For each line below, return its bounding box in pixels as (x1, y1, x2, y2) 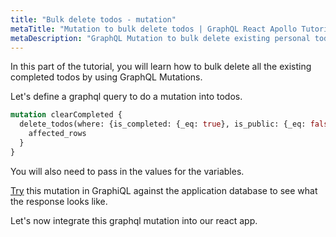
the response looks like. (10, 195, 108, 207)
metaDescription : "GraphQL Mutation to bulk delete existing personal (10, 33, 311, 43)
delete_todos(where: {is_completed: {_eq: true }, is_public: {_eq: (19, 119, 307, 130)
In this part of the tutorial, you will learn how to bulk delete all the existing (10, 61, 312, 73)
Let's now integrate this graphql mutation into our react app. (10, 214, 258, 226)
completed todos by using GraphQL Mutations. (10, 71, 203, 83)
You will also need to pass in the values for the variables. (10, 165, 245, 177)
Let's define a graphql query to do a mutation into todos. (10, 91, 243, 103)
